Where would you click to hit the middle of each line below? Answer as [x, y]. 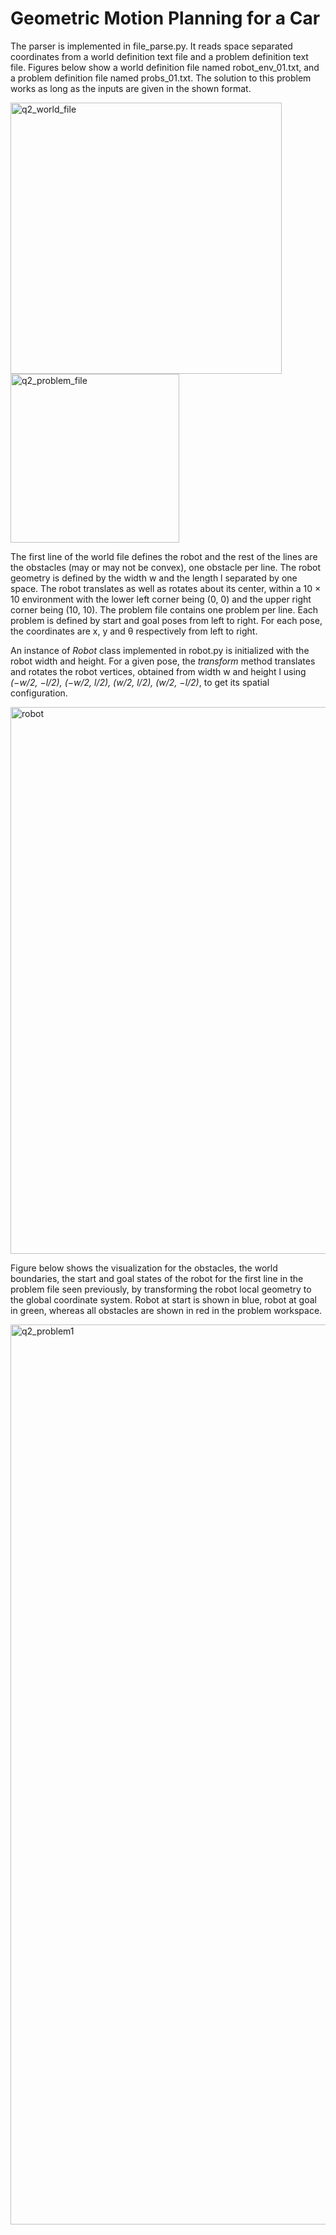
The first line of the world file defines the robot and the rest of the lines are [164, 556]
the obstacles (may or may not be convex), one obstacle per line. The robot [165, 567]
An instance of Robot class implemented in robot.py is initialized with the [160, 650]
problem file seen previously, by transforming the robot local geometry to [161, 1289]
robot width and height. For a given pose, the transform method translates [163, 661]
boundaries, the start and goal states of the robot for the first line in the [157, 1278]
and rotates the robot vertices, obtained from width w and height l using [158, 671]
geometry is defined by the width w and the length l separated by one [154, 578]
